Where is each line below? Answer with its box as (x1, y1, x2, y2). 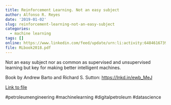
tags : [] (5, 36, 24, 41)
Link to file (5, 84, 27, 90)
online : (5, 41, 22, 46)
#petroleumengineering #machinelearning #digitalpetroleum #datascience (5, 94, 161, 100)
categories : (5, 26, 31, 31)
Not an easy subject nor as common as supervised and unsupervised (5, 59, 151, 65)
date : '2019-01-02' (5, 17, 47, 22)
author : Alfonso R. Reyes (5, 12, 60, 17)
